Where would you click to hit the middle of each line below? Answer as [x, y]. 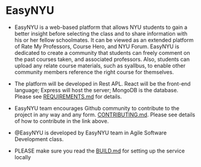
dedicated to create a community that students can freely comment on [102, 52]
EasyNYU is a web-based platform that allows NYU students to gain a [101, 27]
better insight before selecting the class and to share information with [101, 33]
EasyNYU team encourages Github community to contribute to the [97, 108]
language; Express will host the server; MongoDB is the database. [96, 90]
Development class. [39, 139]
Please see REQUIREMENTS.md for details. [68, 96]
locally [23, 157]
